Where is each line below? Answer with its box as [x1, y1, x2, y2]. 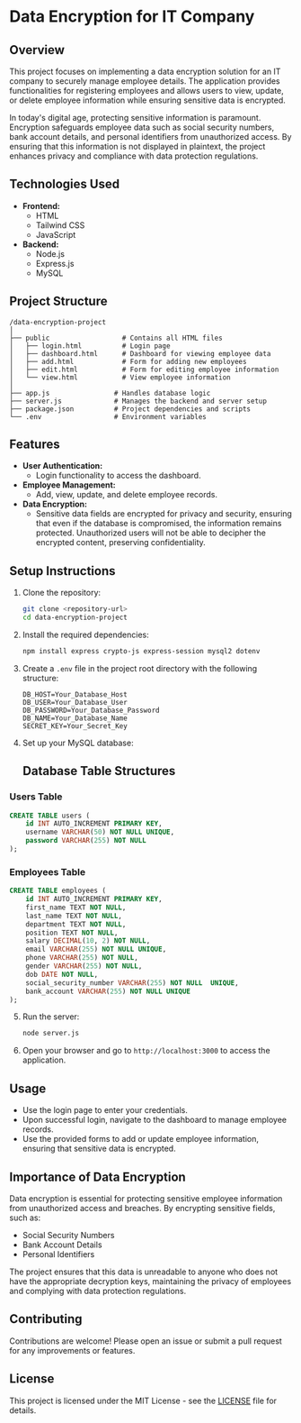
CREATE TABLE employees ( [9, 886, 106, 896]
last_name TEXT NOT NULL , [25, 911, 123, 920]
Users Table [9, 790, 63, 803]
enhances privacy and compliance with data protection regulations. [9, 151, 259, 161]
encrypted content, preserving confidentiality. [35, 537, 207, 548]
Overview [9, 42, 66, 58]
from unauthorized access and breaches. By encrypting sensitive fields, [9, 1202, 276, 1213]
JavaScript [35, 229, 76, 240]
